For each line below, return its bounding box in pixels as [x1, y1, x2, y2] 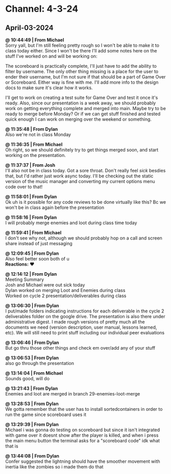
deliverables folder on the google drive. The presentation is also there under [5, 313, 165, 319]
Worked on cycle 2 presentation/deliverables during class [5, 293, 127, 299]
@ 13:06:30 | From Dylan [5, 303, 59, 308]
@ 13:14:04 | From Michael [5, 370, 63, 376]
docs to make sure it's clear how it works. [5, 85, 93, 91]
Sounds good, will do [5, 376, 50, 381]
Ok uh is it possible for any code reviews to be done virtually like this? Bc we [5, 199, 166, 205]
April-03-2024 [5, 23, 54, 32]
